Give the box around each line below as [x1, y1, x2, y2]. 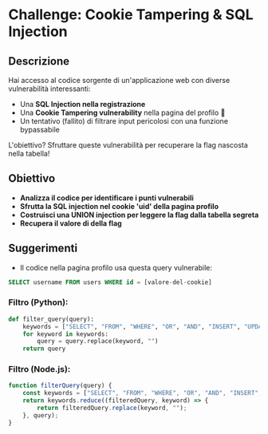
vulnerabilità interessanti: [8, 84, 91, 93]
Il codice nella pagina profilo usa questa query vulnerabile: [19, 262, 213, 272]
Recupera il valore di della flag [19, 218, 122, 228]
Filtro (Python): [8, 297, 69, 308]
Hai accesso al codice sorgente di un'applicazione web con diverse [8, 76, 231, 85]
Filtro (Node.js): [8, 364, 71, 375]
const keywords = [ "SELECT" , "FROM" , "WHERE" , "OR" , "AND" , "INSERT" [22, 389, 259, 397]
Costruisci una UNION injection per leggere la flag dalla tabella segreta [19, 210, 259, 219]
